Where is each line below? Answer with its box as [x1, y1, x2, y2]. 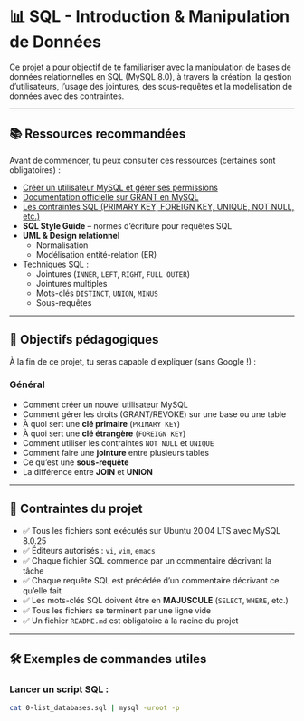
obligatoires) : [9, 164, 62, 176]
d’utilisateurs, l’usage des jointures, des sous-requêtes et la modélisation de [9, 81, 292, 91]
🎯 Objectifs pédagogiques [9, 332, 159, 347]
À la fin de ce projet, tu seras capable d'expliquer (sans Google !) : [9, 356, 256, 366]
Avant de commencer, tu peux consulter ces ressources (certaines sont [9, 155, 276, 166]
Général [9, 378, 45, 391]
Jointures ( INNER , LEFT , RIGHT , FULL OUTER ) [35, 268, 191, 280]
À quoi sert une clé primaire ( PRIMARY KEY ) [22, 418, 181, 429]
